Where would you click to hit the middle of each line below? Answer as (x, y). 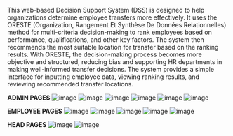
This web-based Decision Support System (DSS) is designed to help (106, 10)
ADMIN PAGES (29, 98)
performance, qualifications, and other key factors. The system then (106, 40)
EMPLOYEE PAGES (35, 111)
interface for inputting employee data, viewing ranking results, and (104, 77)
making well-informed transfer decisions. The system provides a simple (111, 69)
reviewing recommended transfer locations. (70, 84)
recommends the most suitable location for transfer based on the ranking (113, 47)
